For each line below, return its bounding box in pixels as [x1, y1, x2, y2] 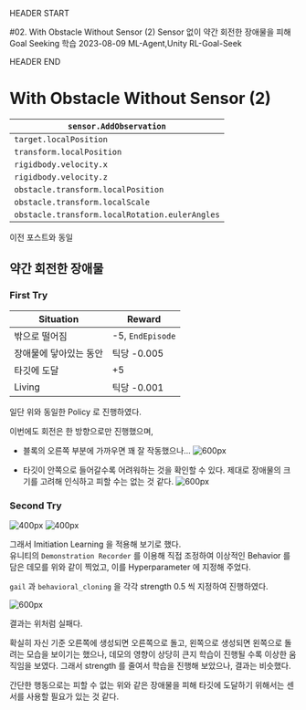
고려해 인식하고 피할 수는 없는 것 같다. [39, 475, 174, 486]
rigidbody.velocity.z [14, 172, 108, 182]
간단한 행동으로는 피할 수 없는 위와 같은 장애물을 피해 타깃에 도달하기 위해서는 [9, 679, 285, 690]
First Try [9, 289, 48, 302]
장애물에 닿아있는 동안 [14, 347, 103, 360]
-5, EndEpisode [111, 329, 176, 341]
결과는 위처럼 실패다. [9, 618, 83, 629]
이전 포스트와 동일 [9, 232, 73, 243]
